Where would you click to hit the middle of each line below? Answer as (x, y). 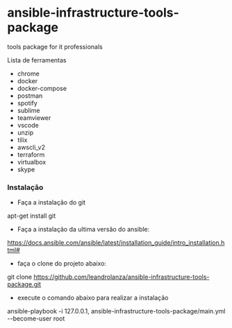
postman (30, 96)
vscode (28, 125)
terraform (31, 155)
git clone (20, 277)
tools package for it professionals (55, 46)
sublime (28, 110)
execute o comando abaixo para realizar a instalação (93, 298)
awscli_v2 (31, 147)
